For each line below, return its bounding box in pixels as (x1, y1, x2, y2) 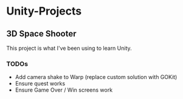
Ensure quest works (15, 80, 66, 87)
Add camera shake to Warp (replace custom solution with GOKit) (15, 73, 178, 81)
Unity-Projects (6, 4, 82, 18)
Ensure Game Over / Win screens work (15, 86, 113, 94)
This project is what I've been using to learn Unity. (6, 44, 132, 52)
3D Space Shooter (6, 29, 77, 39)
